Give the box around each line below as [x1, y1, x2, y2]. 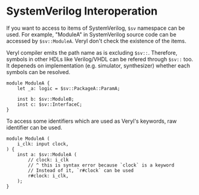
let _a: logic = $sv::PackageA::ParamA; [17, 85, 120, 92]
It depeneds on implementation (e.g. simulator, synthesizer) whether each [6, 62, 191, 69]
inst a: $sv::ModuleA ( [17, 151, 77, 157]
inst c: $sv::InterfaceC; [17, 101, 83, 108]
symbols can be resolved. [6, 68, 71, 75]
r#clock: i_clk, [28, 173, 69, 179]
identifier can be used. [6, 123, 62, 131]
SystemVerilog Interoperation [6, 4, 158, 18]
